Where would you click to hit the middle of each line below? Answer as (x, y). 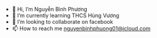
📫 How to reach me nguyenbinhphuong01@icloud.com (81, 28)
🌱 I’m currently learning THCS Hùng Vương (65, 15)
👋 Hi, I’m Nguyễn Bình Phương (50, 9)
